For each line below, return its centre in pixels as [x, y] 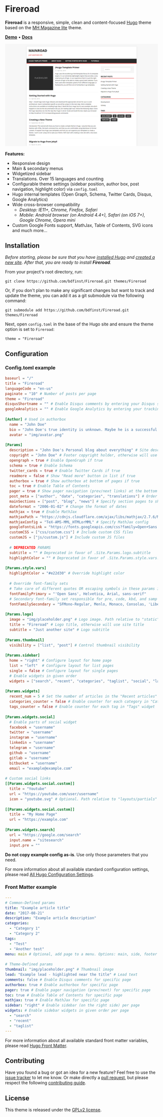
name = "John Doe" [28, 424]
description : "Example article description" [51, 918]
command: [16, 301]
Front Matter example [31, 887]
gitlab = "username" [30, 758]
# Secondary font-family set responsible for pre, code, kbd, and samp [83, 599]
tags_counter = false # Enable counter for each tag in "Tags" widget [82, 707]
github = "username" [30, 753]
